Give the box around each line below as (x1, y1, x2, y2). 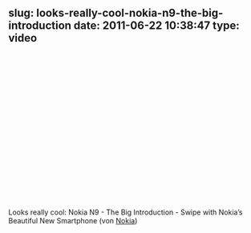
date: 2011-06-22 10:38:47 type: (73, 19, 241, 33)
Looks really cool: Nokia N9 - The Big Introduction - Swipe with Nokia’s (8, 207, 243, 217)
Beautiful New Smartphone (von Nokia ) (8, 215, 138, 225)
